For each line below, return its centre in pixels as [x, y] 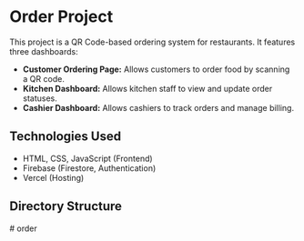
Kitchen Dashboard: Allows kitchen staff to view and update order [147, 88]
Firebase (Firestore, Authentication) [89, 168]
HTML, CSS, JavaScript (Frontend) [87, 158]
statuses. [40, 98]
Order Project [61, 17]
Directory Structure [66, 206]
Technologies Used [65, 137]
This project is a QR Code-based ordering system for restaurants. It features [152, 42]
